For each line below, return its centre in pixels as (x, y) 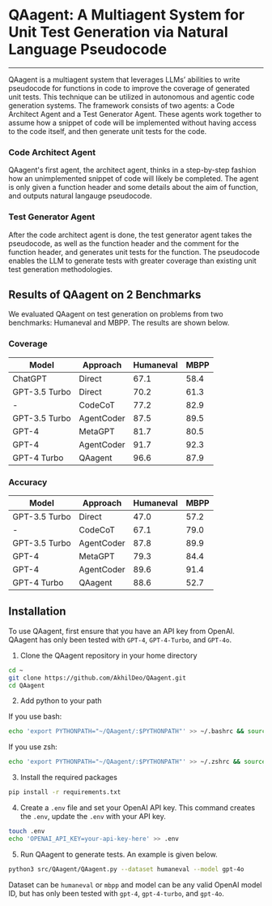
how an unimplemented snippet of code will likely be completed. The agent (134, 179)
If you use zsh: (33, 747)
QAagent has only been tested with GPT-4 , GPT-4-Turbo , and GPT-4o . (120, 640)
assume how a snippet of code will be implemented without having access (132, 123)
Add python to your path (61, 701)
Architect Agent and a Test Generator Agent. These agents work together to (135, 114)
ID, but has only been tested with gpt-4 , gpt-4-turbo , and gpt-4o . (116, 893)
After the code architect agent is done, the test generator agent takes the (130, 235)
